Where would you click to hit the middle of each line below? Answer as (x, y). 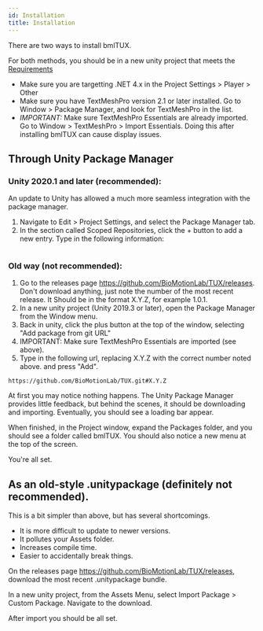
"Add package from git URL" (65, 333)
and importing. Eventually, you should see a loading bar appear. (111, 412)
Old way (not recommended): (66, 266)
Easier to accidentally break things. (76, 556)
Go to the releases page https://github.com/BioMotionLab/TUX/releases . (137, 283)
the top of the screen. (43, 445)
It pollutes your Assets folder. (67, 539)
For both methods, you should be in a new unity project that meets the (122, 61)
